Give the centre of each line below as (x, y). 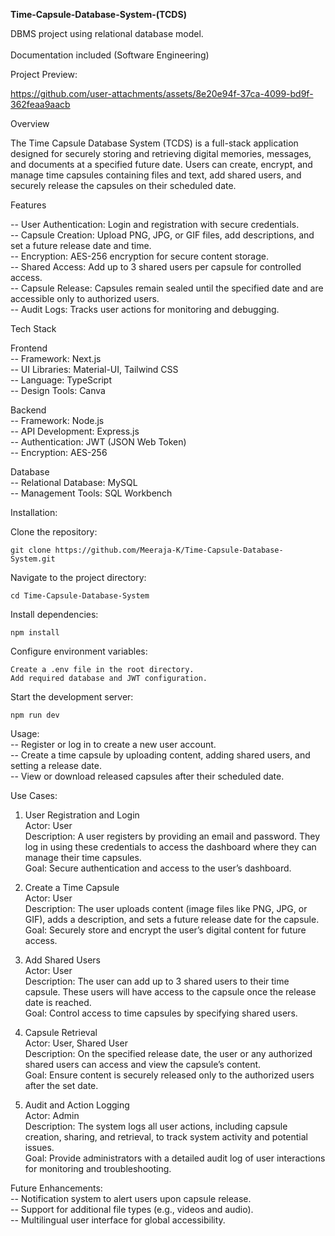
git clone (31, 550)
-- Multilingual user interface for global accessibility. (118, 1220)
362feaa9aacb (40, 104)
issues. (39, 1147)
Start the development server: (72, 697)
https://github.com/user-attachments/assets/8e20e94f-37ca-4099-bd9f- (162, 93)
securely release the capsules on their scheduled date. (123, 185)
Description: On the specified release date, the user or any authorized (168, 1053)
